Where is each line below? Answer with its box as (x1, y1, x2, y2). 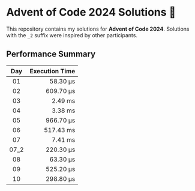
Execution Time (29, 67, 76, 75)
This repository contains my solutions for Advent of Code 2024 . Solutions (6, 25, 190, 32)
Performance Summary (6, 49, 96, 59)
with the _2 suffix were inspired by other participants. (6, 31, 138, 38)
